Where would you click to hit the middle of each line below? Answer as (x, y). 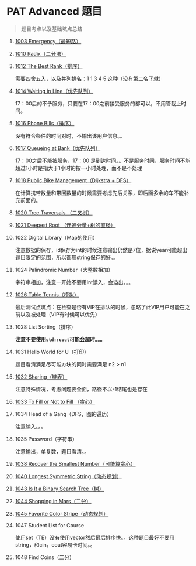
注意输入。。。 (30, 426)
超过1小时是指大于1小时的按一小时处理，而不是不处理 (78, 168)
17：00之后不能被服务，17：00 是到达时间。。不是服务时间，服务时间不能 (103, 161)
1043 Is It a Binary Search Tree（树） (60, 489)
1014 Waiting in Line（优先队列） (54, 91)
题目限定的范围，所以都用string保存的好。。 (67, 257)
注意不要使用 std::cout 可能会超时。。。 (60, 339)
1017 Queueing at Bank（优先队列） (58, 148)
